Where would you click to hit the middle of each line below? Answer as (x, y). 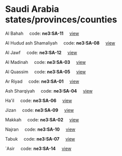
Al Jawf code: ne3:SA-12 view (41, 52)
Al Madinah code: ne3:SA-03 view (45, 62)
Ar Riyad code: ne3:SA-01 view (42, 81)
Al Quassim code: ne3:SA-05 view (45, 72)
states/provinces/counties (61, 20)
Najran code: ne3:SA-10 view (40, 129)
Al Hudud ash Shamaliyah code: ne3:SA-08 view (60, 43)
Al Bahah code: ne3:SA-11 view (42, 33)
